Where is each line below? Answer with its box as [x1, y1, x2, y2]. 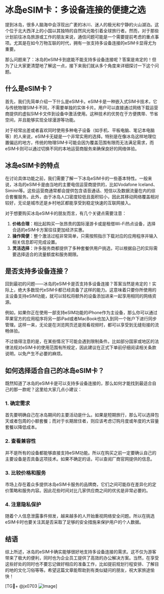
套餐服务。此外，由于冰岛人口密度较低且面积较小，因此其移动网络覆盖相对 [9, 194, 159, 199]
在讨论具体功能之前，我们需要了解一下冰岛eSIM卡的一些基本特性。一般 [5, 175, 148, 181]
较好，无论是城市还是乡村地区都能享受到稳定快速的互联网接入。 [5, 199, 133, 206]
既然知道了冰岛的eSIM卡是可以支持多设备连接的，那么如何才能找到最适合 [5, 380, 152, 386]
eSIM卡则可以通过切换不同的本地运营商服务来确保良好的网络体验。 [5, 146, 140, 151]
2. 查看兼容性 [5, 438, 36, 445]
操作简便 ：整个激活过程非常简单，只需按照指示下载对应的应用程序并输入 [12, 233, 158, 239]
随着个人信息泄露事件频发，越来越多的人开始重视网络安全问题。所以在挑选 [5, 513, 155, 519]
